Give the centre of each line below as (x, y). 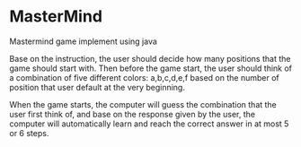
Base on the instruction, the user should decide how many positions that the (150, 58)
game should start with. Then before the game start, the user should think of (151, 68)
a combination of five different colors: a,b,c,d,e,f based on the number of (145, 77)
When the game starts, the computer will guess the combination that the (143, 104)
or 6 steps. (29, 133)
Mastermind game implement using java (83, 41)
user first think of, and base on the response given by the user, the (133, 114)
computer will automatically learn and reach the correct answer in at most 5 (149, 124)
